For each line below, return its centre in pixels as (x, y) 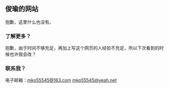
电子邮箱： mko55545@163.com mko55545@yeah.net (61, 80)
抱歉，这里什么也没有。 (29, 22)
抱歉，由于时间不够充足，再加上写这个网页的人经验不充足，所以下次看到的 (82, 48)
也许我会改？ (23, 54)
